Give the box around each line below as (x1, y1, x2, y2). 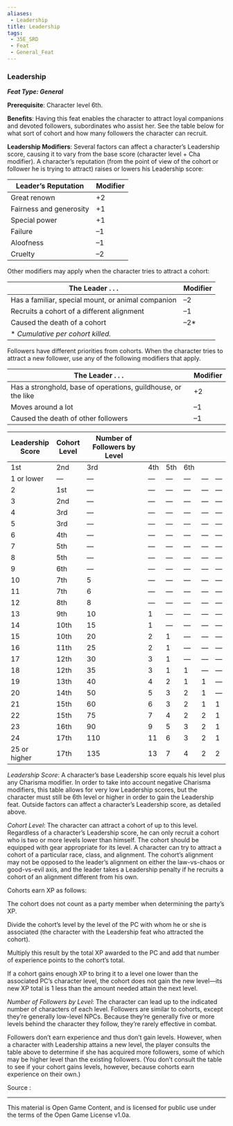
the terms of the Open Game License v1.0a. (7, 1111, 131, 1119)
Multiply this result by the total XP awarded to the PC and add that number (7, 948, 220, 957)
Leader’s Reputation (16, 181, 85, 191)
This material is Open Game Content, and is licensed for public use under (7, 1104, 216, 1112)
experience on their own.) (7, 1070, 81, 1079)
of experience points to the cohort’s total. (7, 956, 126, 964)
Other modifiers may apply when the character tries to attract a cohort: (7, 267, 210, 275)
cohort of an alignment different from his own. (7, 873, 139, 881)
